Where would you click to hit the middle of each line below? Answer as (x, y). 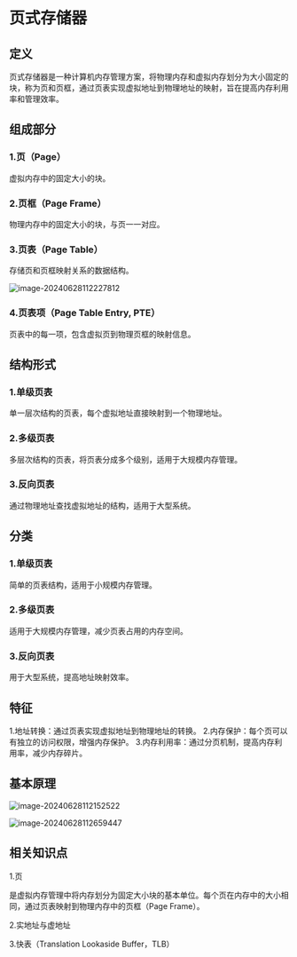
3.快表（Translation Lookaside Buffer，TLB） (92, 944)
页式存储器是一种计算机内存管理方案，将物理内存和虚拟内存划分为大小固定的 (149, 77)
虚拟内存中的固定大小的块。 (60, 178)
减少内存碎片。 (59, 753)
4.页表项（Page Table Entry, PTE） (85, 313)
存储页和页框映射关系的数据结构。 (71, 271)
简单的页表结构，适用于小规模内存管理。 (83, 585)
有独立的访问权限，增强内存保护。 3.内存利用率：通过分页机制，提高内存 (142, 741)
